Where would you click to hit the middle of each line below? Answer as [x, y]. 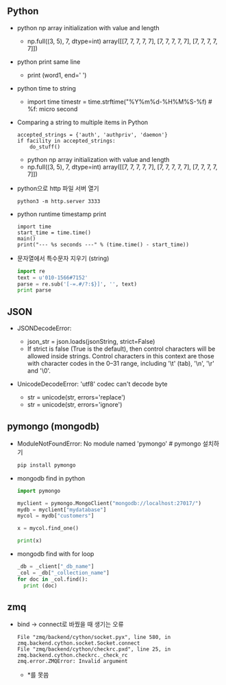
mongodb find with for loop [55, 554]
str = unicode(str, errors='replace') [76, 397]
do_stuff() [45, 147]
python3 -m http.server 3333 [59, 201]
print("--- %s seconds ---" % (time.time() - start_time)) [103, 244]
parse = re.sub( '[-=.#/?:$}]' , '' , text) [77, 284]
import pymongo [39, 491]
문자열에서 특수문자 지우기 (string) [63, 258]
